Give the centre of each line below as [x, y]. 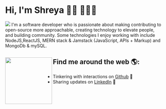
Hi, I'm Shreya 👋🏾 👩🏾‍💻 [51, 10]
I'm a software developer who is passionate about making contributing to [86, 24]
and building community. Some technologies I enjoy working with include [80, 35]
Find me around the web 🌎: [96, 62]
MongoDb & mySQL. [26, 46]
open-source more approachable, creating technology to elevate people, [80, 30]
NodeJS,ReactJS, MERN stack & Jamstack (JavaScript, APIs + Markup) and [83, 40]
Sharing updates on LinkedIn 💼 [84, 82]
